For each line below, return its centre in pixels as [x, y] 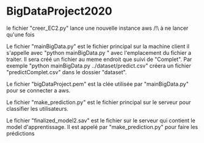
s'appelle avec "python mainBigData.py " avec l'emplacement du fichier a [99, 52]
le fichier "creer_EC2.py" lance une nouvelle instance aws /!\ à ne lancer [97, 28]
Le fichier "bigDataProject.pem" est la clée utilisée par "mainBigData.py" [98, 84]
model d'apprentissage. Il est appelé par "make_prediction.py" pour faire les [102, 127]
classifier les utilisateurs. [38, 108]
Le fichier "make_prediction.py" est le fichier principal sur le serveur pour [99, 102]
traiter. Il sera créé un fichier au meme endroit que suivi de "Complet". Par [99, 59]
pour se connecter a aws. [38, 90]
